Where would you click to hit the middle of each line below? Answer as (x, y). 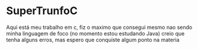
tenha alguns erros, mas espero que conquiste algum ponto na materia (93, 40)
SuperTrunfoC (42, 11)
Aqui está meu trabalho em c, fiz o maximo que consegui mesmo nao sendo (99, 27)
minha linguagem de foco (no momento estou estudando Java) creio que (95, 33)
